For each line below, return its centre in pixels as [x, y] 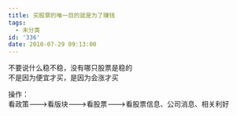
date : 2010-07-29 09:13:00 [52, 45]
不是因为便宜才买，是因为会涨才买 [63, 78]
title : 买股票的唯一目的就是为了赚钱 [62, 15]
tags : [17, 23]
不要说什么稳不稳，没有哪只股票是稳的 [70, 68]
